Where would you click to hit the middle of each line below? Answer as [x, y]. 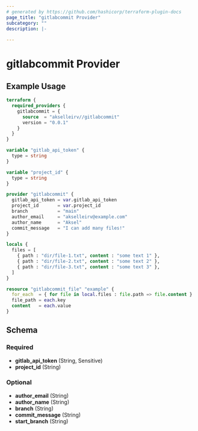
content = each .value [41, 306]
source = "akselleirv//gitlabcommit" [71, 117]
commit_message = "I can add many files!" [68, 228]
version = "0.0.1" [45, 122]
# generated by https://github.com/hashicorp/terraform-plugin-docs [94, 12]
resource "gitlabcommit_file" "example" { [60, 289]
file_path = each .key [39, 300]
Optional [19, 382]
